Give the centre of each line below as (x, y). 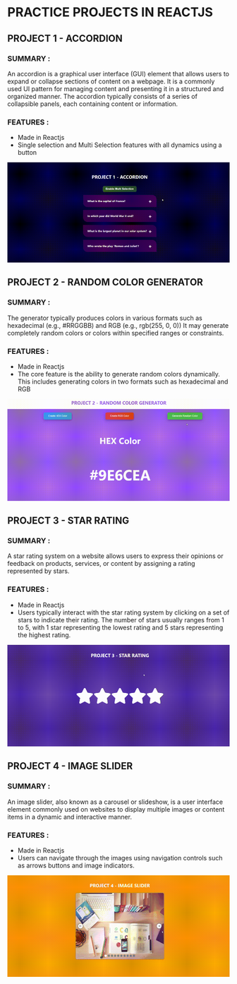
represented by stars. (38, 571)
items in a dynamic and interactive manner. (70, 817)
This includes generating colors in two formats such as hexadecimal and (123, 381)
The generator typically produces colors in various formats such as (105, 318)
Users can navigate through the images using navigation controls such (120, 858)
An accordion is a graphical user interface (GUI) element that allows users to (119, 73)
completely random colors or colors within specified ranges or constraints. (116, 333)
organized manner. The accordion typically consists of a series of (102, 96)
